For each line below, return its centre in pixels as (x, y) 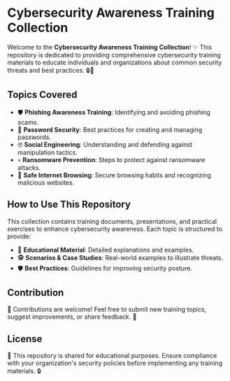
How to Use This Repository (69, 204)
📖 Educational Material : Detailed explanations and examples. (106, 250)
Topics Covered (42, 95)
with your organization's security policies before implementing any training (115, 363)
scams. (28, 122)
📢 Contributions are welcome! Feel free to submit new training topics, (107, 310)
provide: (19, 236)
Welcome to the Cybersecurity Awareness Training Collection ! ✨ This (110, 47)
